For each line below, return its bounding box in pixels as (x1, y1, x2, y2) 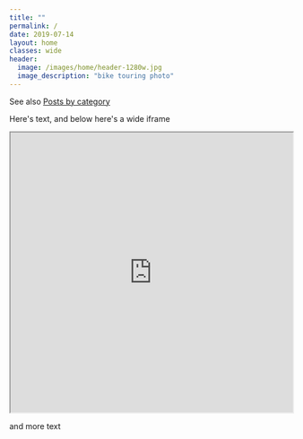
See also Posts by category (9, 96, 110, 107)
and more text (9, 420, 61, 431)
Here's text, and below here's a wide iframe (9, 113, 170, 124)
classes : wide (9, 47, 63, 56)
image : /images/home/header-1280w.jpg (17, 64, 163, 73)
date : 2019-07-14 (9, 30, 74, 39)
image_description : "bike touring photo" (17, 72, 175, 81)
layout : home (9, 38, 58, 47)
